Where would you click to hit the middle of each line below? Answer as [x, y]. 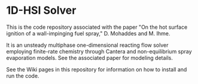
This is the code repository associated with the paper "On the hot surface [97, 27]
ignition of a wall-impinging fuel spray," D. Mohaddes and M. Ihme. [88, 33]
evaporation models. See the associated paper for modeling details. [90, 58]
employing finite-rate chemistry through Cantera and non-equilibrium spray [99, 51]
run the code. [23, 76]
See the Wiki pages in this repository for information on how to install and [97, 69]
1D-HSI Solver [41, 10]
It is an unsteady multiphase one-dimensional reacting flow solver [87, 45]
